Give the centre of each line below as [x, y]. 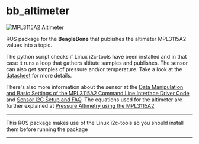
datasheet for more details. [39, 75]
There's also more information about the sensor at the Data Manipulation [95, 87]
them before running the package [47, 129]
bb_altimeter [38, 11]
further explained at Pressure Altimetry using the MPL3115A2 [80, 105]
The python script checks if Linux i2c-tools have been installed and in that [97, 56]
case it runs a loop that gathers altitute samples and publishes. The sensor [97, 63]
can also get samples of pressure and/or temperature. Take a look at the [94, 69]
